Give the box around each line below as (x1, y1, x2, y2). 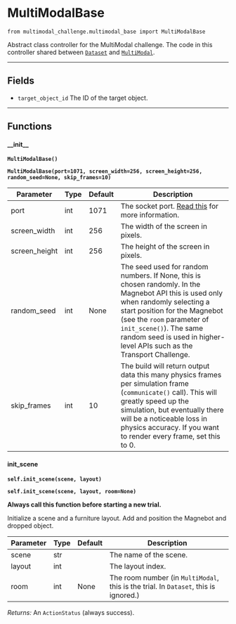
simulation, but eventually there (120, 405, 224, 415)
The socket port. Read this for (120, 202, 219, 212)
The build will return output (120, 361, 210, 371)
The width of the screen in (120, 221, 207, 231)
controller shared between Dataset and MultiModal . (7, 48, 155, 56)
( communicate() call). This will (120, 388, 218, 398)
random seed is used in (120, 332, 198, 342)
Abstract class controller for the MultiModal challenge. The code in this (7, 40, 213, 48)
